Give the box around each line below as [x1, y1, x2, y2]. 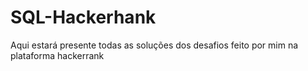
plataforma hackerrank [10, 49, 105, 61]
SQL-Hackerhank [10, 6, 157, 29]
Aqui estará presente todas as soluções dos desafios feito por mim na [10, 39, 299, 51]
